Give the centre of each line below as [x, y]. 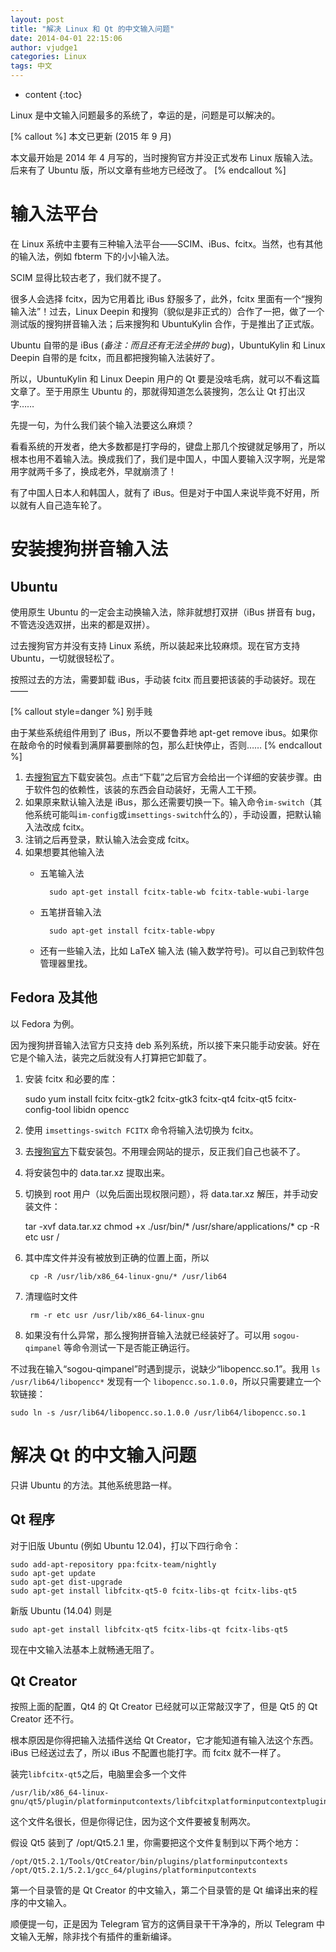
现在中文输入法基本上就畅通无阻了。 [85, 1649]
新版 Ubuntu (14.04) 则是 [61, 1610]
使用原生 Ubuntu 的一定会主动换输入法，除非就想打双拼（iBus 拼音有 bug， [165, 612]
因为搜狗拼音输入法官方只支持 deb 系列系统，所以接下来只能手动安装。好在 [165, 1045]
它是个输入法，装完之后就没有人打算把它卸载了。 [111, 1057]
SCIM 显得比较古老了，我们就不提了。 [88, 277]
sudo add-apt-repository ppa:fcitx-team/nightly [113, 1564]
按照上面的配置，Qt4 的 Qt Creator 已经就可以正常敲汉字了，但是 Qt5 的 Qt [164, 1707]
